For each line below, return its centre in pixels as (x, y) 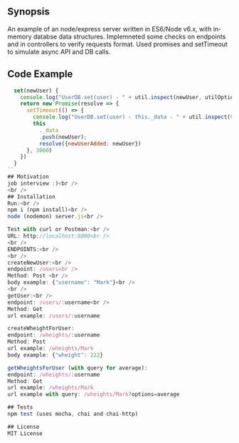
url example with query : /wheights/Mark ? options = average (94, 394)
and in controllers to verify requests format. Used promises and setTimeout (117, 44)
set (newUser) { (36, 91)
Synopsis (28, 12)
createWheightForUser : (41, 329)
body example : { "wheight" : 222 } (55, 355)
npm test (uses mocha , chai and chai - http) (73, 414)
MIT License (25, 433)
